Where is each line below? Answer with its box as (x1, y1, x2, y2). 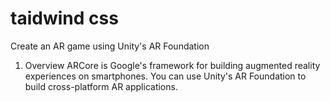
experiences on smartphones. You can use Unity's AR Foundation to (24, 70, 307, 82)
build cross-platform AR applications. (24, 80, 178, 92)
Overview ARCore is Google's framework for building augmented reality (24, 59, 321, 71)
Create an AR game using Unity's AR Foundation (10, 40, 210, 52)
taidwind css (10, 7, 119, 30)
